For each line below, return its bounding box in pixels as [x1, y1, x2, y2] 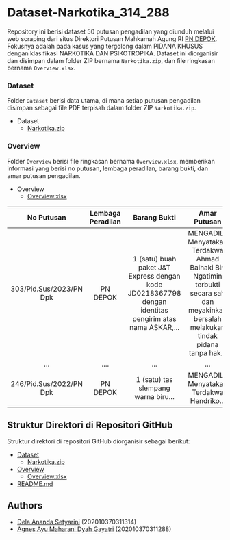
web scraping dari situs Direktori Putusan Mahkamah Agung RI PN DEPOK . [7, 34, 218, 42]
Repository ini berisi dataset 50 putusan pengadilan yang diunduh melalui [7, 27, 214, 36]
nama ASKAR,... [129, 322, 180, 332]
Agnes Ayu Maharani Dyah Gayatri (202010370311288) [16, 525, 172, 533]
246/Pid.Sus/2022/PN [10, 378, 84, 388]
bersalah [194, 313, 222, 323]
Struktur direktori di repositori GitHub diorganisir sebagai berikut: [7, 437, 190, 446]
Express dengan [128, 271, 181, 281]
